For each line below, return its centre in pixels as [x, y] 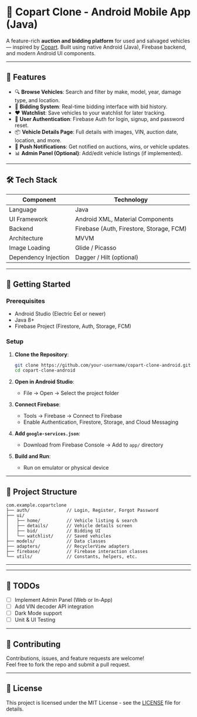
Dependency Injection [39, 257]
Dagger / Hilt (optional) [107, 257]
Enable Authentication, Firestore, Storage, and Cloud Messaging [101, 422]
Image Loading [30, 247]
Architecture [26, 238]
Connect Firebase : [38, 404]
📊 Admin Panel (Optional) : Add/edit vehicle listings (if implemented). [98, 153]
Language [23, 209]
